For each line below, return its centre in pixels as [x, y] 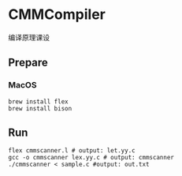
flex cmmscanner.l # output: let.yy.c [72, 151]
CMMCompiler [57, 15]
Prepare [28, 63]
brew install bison [40, 108]
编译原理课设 [29, 37]
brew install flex [38, 101]
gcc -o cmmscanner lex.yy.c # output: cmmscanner [91, 158]
